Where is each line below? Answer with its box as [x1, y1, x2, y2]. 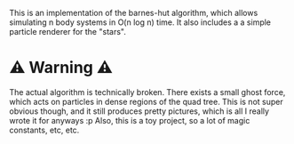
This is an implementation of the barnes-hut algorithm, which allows [9, 8, 258, 18]
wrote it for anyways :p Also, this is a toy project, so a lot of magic [9, 115, 250, 125]
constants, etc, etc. [9, 124, 80, 135]
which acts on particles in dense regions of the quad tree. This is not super [9, 96, 283, 107]
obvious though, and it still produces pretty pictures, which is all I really [9, 106, 269, 116]
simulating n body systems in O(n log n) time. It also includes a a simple [9, 17, 272, 28]
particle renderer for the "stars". [9, 27, 126, 36]
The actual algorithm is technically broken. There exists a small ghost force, [9, 86, 286, 97]
